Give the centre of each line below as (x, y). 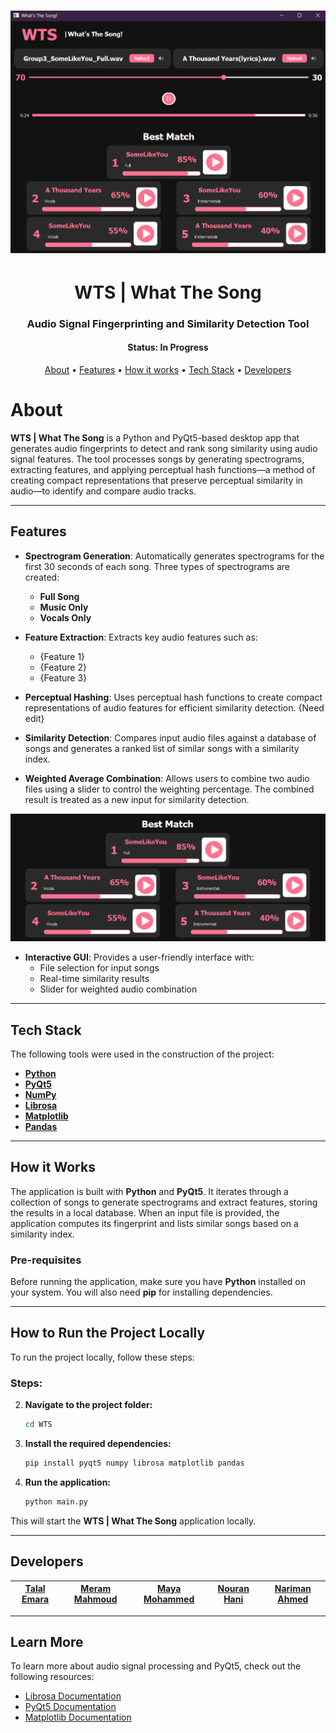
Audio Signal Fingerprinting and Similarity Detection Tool (168, 323)
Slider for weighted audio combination (118, 989)
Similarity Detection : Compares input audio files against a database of (170, 737)
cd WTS (38, 1425)
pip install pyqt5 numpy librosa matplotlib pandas (134, 1463)
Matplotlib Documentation (78, 1717)
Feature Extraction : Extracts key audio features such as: (141, 637)
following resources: (52, 1677)
